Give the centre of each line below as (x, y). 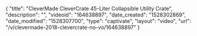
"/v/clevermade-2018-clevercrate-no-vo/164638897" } (73, 27)
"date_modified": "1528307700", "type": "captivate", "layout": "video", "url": (98, 21)
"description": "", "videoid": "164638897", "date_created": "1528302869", (96, 15)
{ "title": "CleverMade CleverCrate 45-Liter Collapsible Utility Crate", (89, 9)
